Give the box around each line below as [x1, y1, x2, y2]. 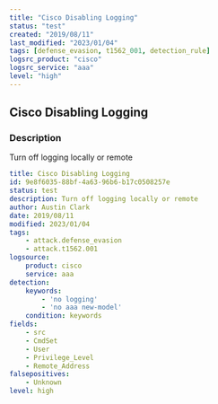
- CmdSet [25, 336, 58, 346]
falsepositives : [9, 370, 70, 379]
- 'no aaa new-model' [41, 303, 123, 312]
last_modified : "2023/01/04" [9, 38, 118, 48]
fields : [9, 320, 39, 329]
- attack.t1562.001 [25, 244, 99, 254]
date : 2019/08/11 [9, 211, 74, 220]
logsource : [9, 253, 50, 262]
